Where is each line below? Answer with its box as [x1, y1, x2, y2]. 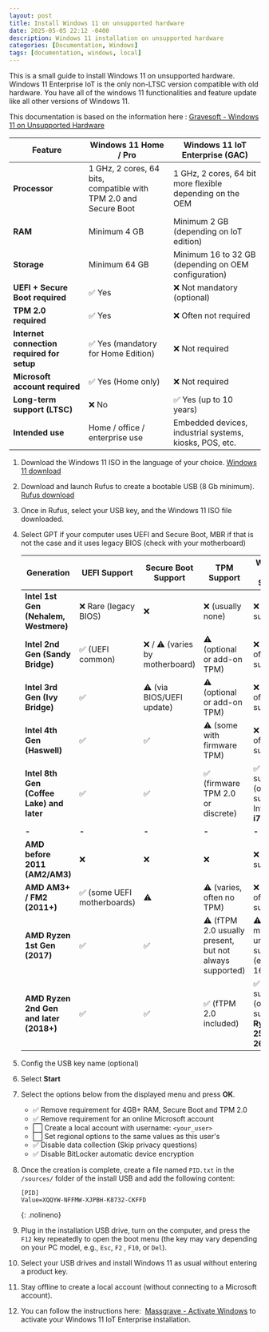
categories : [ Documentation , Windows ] [9, 42, 138, 50]
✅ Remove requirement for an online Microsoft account [32, 1114, 215, 1123]
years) [173, 404, 198, 415]
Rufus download [20, 490, 75, 499]
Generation [26, 568, 70, 578]
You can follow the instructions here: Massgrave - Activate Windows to [20, 1306, 256, 1315]
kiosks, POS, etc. [173, 437, 236, 448]
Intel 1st [24, 591, 57, 601]
